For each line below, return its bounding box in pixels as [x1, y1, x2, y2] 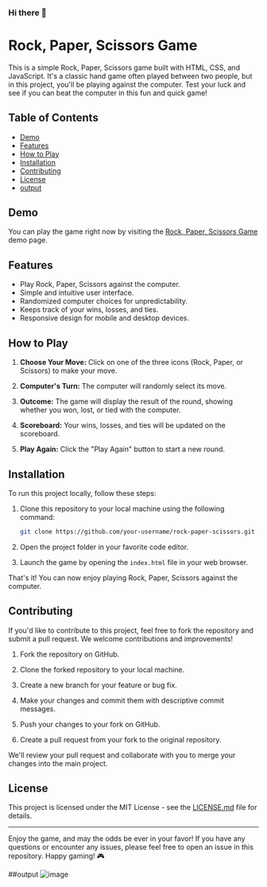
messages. [19, 703, 56, 714]
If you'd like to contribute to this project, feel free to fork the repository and [8, 626, 254, 635]
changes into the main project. [8, 758, 108, 768]
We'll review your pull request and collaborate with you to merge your [8, 750, 236, 760]
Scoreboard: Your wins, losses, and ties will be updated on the [19, 420, 226, 430]
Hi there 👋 [8, 7, 48, 18]
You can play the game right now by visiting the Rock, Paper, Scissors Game [8, 227, 258, 237]
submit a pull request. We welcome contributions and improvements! [8, 633, 233, 643]
